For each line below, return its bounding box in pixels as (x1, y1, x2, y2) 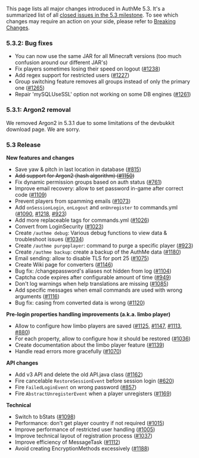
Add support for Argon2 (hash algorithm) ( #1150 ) (14, 172, 135, 179)
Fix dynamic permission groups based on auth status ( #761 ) (14, 178, 162, 185)
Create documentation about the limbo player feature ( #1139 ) (14, 341, 165, 349)
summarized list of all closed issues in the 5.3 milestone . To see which (6, 11, 179, 19)
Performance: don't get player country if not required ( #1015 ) (14, 419, 165, 426)
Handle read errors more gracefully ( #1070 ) (14, 347, 122, 355)
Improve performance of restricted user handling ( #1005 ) (14, 426, 156, 433)
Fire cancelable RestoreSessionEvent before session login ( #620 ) (14, 377, 175, 384)
